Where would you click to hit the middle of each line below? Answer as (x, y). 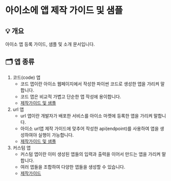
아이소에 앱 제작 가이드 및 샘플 (64, 10)
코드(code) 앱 (27, 77)
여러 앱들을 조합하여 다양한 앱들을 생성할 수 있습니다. (73, 167)
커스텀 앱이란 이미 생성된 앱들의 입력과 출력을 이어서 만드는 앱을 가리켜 (90, 154)
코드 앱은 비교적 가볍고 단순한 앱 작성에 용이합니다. (71, 96)
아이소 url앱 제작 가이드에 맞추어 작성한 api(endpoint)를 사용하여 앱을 (90, 128)
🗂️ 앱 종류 (20, 62)
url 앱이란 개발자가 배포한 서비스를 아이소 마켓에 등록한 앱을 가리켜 (86, 116)
